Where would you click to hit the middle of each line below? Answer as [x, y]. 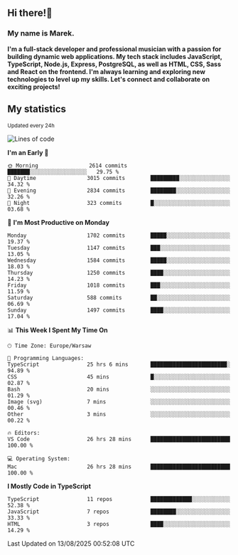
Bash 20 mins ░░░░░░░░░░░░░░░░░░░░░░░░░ [119, 389]
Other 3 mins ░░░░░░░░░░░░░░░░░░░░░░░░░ [119, 414]
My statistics [37, 109]
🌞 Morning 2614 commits [67, 165]
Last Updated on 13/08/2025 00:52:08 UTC [71, 543]
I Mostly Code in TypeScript [49, 486]
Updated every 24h [31, 125]
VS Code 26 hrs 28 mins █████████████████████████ [119, 439]
